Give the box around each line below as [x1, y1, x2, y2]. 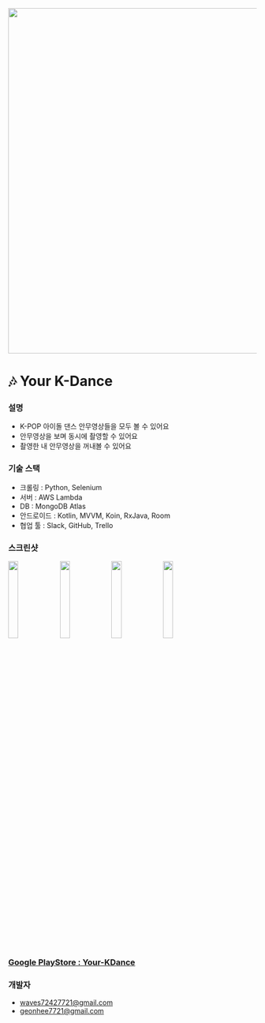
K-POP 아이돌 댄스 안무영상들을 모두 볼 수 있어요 [19, 422, 170, 431]
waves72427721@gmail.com [19, 998, 113, 1007]
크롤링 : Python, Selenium [19, 482, 103, 492]
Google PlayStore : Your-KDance [8, 957, 136, 968]
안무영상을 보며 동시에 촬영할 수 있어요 [19, 432, 138, 441]
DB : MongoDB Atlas [19, 501, 87, 511]
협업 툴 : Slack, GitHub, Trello [19, 520, 114, 530]
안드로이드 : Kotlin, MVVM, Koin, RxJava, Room [19, 511, 171, 520]
